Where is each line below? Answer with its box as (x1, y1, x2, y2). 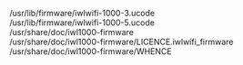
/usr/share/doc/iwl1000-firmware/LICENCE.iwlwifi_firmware (9, 36, 234, 47)
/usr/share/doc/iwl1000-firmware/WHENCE (9, 46, 172, 57)
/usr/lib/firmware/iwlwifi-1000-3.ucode (9, 8, 156, 18)
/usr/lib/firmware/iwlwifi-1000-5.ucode (9, 17, 155, 28)
